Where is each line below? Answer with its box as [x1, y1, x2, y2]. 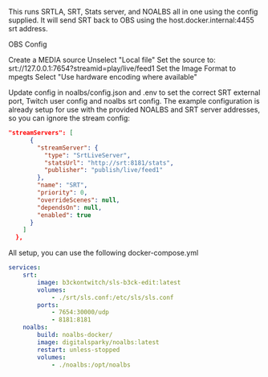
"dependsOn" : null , [37, 203, 103, 211]
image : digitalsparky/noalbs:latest [37, 338, 160, 346]
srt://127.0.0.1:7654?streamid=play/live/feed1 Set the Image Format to [8, 64, 237, 73]
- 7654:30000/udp [51, 309, 110, 317]
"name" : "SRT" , [37, 181, 88, 190]
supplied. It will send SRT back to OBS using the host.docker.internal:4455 [8, 15, 254, 25]
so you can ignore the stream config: [8, 113, 131, 123]
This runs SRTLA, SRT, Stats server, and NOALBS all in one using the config [8, 7, 258, 16]
